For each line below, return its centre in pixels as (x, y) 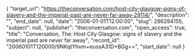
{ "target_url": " (25, 9)
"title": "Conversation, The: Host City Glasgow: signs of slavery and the (94, 34)
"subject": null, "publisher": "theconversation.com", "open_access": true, (96, 27)
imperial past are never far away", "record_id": (64, 40)
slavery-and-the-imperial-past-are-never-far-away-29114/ (78, 15)
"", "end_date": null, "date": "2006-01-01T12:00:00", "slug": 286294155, (95, 21)
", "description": (169, 15)
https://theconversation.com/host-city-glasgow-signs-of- (115, 9)
